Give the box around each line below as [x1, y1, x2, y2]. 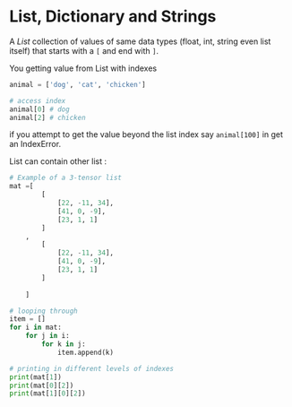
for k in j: [41, 340, 87, 349]
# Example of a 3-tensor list [9, 173, 123, 183]
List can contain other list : [9, 156, 107, 167]
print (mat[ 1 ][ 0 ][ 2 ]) [9, 389, 87, 398]
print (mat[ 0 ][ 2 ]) [9, 381, 74, 390]
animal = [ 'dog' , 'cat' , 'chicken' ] [9, 80, 146, 89]
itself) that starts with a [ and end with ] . [9, 45, 159, 56]
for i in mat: [9, 323, 63, 333]
